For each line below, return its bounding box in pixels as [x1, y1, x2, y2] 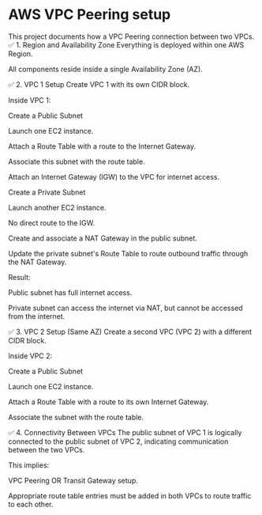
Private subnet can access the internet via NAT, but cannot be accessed [8, 303, 243, 312]
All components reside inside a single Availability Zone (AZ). [8, 64, 203, 74]
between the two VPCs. [8, 445, 85, 454]
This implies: [8, 460, 50, 470]
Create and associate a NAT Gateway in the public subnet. [8, 233, 197, 243]
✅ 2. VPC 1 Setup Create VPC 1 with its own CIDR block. [8, 79, 190, 89]
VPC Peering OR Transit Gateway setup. [8, 475, 138, 485]
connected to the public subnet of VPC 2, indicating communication [8, 437, 229, 446]
